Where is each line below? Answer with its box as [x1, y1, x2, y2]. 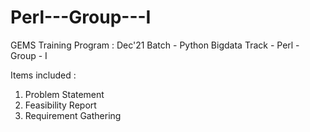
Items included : [10, 69, 77, 81]
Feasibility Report [24, 99, 97, 111]
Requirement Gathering [24, 109, 122, 121]
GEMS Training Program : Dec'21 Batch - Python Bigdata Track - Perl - [10, 39, 300, 51]
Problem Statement [24, 88, 105, 100]
